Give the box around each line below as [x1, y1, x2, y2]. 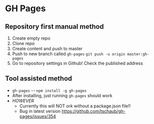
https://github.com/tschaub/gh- [62, 108, 126, 114]
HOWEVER [12, 98, 34, 103]
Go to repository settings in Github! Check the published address [12, 61, 143, 66]
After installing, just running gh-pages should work [12, 92, 112, 98]
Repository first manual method [5, 22, 104, 31]
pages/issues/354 [19, 113, 56, 119]
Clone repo [12, 41, 35, 46]
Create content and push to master [12, 46, 83, 51]
